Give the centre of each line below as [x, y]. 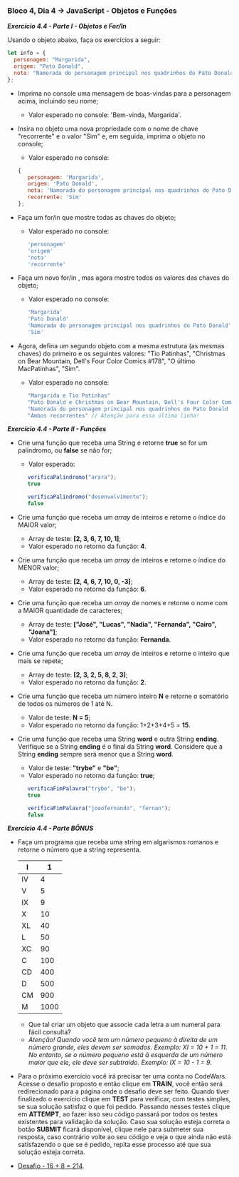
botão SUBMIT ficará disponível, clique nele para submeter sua [111, 1129]
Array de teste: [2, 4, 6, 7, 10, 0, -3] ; [80, 581]
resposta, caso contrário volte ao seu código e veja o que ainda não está [124, 1137]
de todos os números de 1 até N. [65, 703]
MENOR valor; [38, 567]
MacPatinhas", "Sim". [49, 368]
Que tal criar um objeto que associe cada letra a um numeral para [124, 1025]
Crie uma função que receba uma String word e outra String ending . [118, 739]
